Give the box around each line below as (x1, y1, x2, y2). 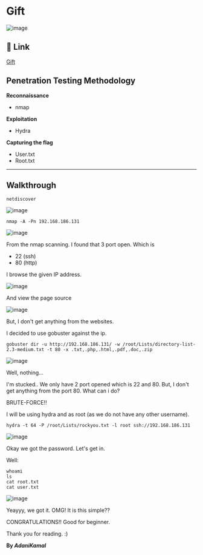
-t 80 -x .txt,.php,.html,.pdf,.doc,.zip (47, 347, 153, 353)
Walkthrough (6, 180, 56, 190)
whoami (6, 468, 23, 474)
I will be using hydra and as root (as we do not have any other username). (6, 411, 189, 418)
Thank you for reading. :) (6, 530, 68, 537)
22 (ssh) (14, 253, 36, 260)
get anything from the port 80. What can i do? (6, 387, 120, 395)
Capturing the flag (6, 138, 53, 146)
